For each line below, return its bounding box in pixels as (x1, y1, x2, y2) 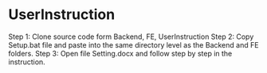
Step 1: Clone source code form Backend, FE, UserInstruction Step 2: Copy (8, 32, 254, 41)
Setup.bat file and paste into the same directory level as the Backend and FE (8, 40, 259, 49)
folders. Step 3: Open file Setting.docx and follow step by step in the (8, 48, 233, 58)
